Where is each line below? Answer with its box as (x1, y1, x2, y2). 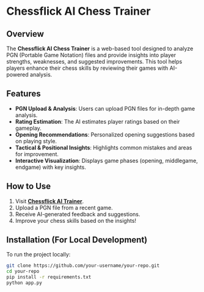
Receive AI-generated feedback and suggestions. (15, 210, 140, 218)
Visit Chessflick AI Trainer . (15, 197, 84, 204)
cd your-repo (6, 268, 40, 275)
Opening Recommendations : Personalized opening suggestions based (15, 130, 195, 138)
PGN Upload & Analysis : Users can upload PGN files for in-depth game (15, 105, 195, 112)
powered (6, 71, 29, 78)
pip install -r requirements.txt (6, 274, 92, 280)
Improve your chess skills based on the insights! (15, 217, 136, 224)
